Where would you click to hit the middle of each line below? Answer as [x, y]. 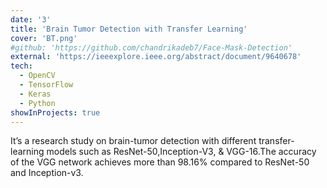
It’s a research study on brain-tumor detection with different [133, 141]
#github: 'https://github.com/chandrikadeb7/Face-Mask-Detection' [151, 47]
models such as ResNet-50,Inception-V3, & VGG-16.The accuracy [181, 152]
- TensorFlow [46, 85]
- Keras [35, 94]
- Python [37, 103]
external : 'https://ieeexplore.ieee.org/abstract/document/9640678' [156, 57]
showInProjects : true [55, 112]
